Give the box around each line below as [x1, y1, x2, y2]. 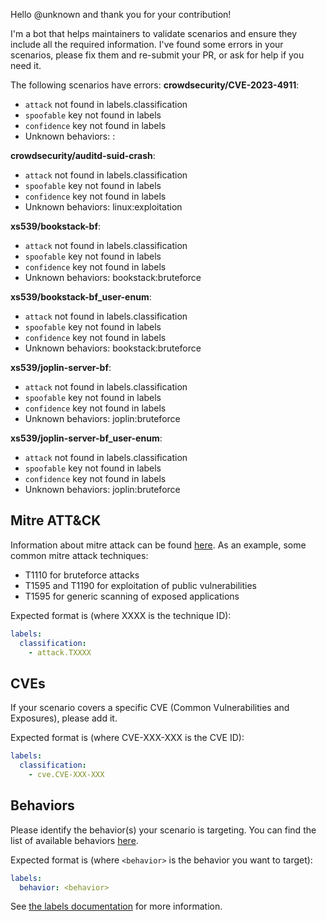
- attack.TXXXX [28, 647, 92, 658]
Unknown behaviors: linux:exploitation [24, 201, 183, 213]
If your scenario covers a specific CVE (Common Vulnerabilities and [10, 702, 290, 714]
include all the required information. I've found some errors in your [10, 39, 284, 50]
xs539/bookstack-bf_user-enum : [10, 291, 152, 303]
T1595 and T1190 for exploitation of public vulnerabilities [24, 579, 257, 591]
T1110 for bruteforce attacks [24, 569, 140, 581]
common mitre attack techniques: [10, 549, 149, 561]
